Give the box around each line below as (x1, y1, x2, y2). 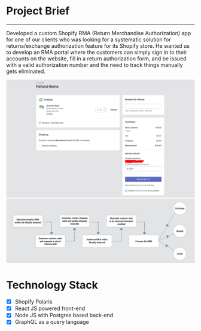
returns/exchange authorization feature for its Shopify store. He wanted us (6, 42, 190, 49)
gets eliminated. (6, 68, 46, 75)
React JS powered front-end (14, 305, 86, 312)
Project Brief (6, 4, 70, 18)
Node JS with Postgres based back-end (14, 312, 114, 319)
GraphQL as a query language (14, 318, 90, 326)
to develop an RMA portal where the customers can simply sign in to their (6, 48, 187, 56)
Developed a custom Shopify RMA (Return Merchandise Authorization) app (6, 29, 191, 36)
